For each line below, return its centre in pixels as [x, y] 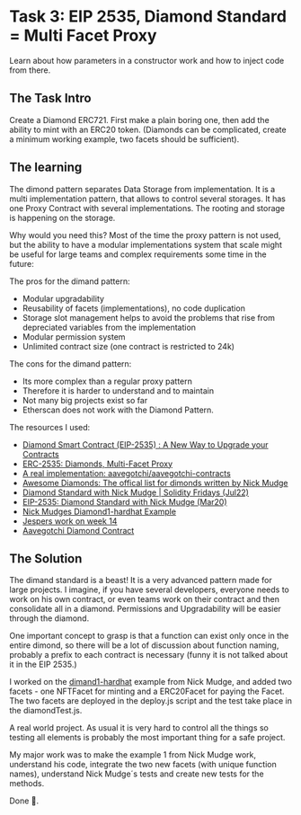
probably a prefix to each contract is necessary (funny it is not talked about [149, 655]
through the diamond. [49, 618]
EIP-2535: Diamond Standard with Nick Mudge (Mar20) [124, 501]
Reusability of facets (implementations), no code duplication [133, 308]
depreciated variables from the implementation [109, 327]
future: [22, 263]
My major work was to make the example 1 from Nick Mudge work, [133, 755]
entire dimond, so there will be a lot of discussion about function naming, [144, 645]
